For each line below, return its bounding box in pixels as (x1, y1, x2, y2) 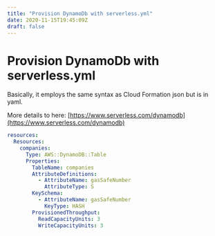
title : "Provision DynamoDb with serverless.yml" (7, 10, 153, 17)
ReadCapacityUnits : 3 (37, 215, 100, 222)
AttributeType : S (44, 183, 95, 190)
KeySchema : (32, 190, 64, 197)
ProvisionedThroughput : (32, 209, 100, 216)
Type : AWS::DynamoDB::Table (25, 151, 107, 158)
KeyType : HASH (44, 202, 85, 210)
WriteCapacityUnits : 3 (37, 222, 104, 229)
